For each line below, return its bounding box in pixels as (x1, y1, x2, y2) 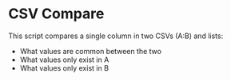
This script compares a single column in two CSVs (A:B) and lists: (8, 31, 224, 40)
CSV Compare (8, 5, 105, 23)
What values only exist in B (19, 63, 110, 72)
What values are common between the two (19, 46, 162, 56)
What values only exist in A (19, 55, 110, 64)
